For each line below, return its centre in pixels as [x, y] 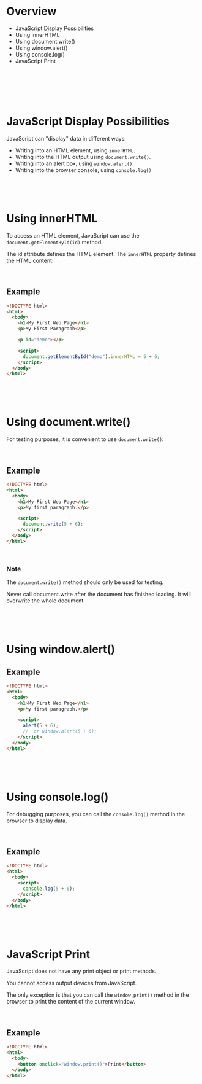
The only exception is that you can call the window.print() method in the [98, 995]
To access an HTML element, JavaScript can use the [73, 235]
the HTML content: [30, 260]
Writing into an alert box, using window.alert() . [75, 163]
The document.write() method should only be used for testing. [85, 582]
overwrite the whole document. [46, 601]
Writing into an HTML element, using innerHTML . [75, 150]
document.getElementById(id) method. [54, 242]
